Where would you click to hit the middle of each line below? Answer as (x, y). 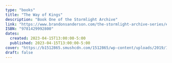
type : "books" (20, 10)
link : (11, 24)
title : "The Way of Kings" (34, 15)
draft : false (19, 52)
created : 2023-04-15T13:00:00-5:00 (48, 39)
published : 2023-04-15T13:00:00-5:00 (50, 43)
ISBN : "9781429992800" (29, 29)
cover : (12, 48)
